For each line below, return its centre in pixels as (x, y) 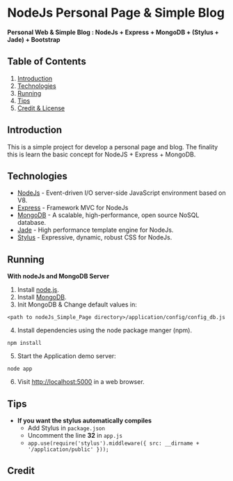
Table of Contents (47, 62)
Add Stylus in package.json (66, 428)
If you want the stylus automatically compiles (84, 421)
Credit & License (41, 108)
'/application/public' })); (68, 450)
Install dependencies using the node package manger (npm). (105, 330)
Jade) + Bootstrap (34, 39)
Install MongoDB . (42, 297)
